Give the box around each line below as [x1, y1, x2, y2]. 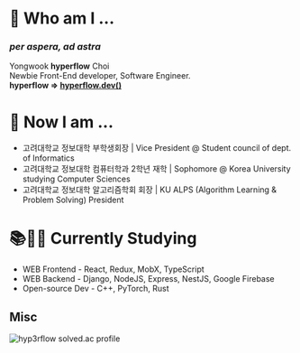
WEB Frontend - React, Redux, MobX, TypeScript [22, 264, 205, 274]
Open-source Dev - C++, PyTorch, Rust [22, 283, 169, 294]
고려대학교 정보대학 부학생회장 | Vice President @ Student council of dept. [22, 143, 292, 153]
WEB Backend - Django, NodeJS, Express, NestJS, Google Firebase [22, 274, 275, 284]
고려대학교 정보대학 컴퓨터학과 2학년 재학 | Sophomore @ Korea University [22, 163, 291, 174]
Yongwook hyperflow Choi [9, 60, 110, 71]
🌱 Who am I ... [9, 8, 115, 29]
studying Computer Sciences [22, 173, 131, 184]
